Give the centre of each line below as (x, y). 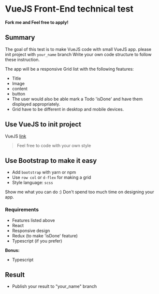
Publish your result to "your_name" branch (54, 286)
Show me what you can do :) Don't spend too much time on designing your (80, 192)
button (19, 93)
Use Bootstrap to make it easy (51, 161)
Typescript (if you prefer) (37, 241)
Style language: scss (32, 183)
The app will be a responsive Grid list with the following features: (69, 69)
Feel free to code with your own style (54, 145)
